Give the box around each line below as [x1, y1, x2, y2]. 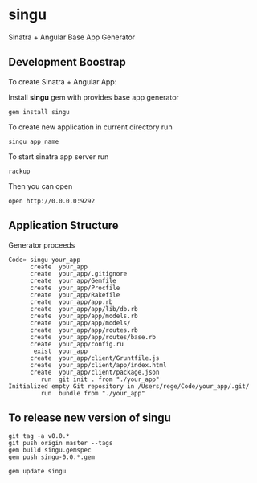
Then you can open [8, 181, 73, 190]
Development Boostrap [8, 55, 127, 69]
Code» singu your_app [8, 256, 81, 264]
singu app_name [8, 137, 59, 145]
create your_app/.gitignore [29, 269, 128, 278]
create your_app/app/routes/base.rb [29, 333, 157, 341]
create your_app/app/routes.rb [29, 325, 138, 334]
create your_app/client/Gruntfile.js [29, 354, 160, 362]
